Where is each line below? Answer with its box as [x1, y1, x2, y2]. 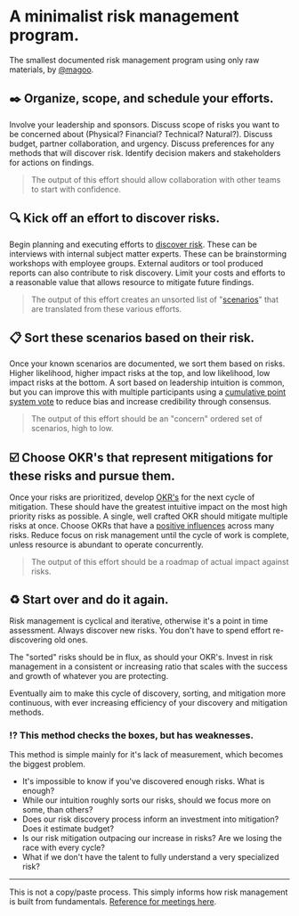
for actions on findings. [9, 157, 94, 168]
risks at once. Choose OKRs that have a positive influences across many [9, 520, 275, 531]
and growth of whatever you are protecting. [9, 671, 169, 681]
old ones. [53, 634, 89, 645]
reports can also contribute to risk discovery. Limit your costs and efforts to [9, 267, 286, 278]
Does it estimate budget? [21, 823, 114, 834]
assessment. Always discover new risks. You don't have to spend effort [9, 626, 271, 635]
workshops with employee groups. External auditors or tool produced [9, 258, 264, 268]
